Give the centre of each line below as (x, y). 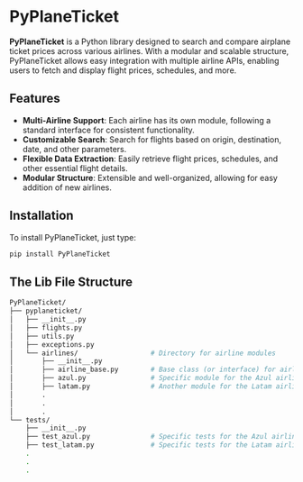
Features (35, 99)
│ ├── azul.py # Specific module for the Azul (141, 378)
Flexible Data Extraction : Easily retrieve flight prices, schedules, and (150, 159)
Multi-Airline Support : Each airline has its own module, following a (147, 120)
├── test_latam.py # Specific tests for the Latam (149, 445)
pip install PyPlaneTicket (60, 254)
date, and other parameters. (74, 149)
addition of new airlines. (67, 187)
